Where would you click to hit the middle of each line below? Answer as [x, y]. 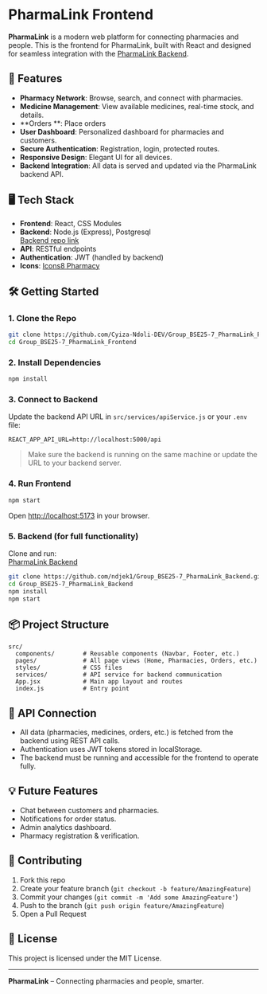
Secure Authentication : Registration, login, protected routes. [120, 148]
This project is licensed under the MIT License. [85, 958]
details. [32, 115]
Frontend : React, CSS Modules [70, 223]
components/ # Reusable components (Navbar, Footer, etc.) [128, 654]
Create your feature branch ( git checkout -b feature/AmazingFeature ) [135, 888]
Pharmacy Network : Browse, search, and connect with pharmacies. [132, 98]
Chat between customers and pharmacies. [89, 810]
